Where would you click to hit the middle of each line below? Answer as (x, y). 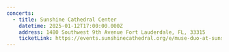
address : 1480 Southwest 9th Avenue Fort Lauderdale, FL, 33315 (112, 32)
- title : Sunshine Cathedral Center (65, 20)
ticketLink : (36, 38)
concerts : (21, 13)
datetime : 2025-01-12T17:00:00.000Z (71, 26)
